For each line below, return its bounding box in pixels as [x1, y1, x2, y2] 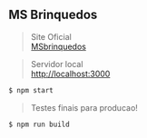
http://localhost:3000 [30, 68, 111, 79]
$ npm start [8, 85, 54, 94]
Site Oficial [30, 31, 72, 42]
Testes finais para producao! [30, 102, 138, 113]
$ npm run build [8, 120, 70, 129]
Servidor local [30, 58, 83, 69]
